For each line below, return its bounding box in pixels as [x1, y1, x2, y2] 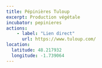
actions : [6, 25, 28, 31]
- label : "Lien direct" [17, 31, 75, 37]
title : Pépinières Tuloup [6, 8, 70, 15]
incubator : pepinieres [6, 20, 62, 25]
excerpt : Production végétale [6, 14, 81, 20]
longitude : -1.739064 [11, 53, 65, 59]
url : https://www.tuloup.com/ [21, 36, 96, 42]
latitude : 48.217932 [11, 47, 62, 53]
